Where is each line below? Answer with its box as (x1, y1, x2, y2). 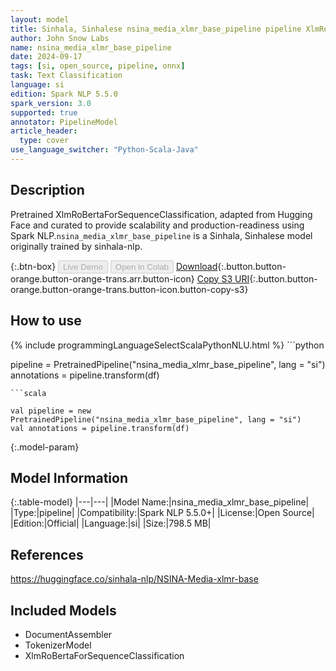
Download (175, 260, 218, 272)
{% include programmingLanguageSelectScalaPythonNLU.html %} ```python (10, 339, 325, 351)
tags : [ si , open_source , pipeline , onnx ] (10, 61, 186, 71)
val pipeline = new (10, 406, 92, 416)
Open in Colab (114, 261, 169, 272)
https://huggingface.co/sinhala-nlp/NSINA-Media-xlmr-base (10, 573, 259, 585)
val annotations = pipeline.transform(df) (10, 423, 190, 433)
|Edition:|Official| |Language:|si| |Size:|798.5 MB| (10, 517, 212, 530)
